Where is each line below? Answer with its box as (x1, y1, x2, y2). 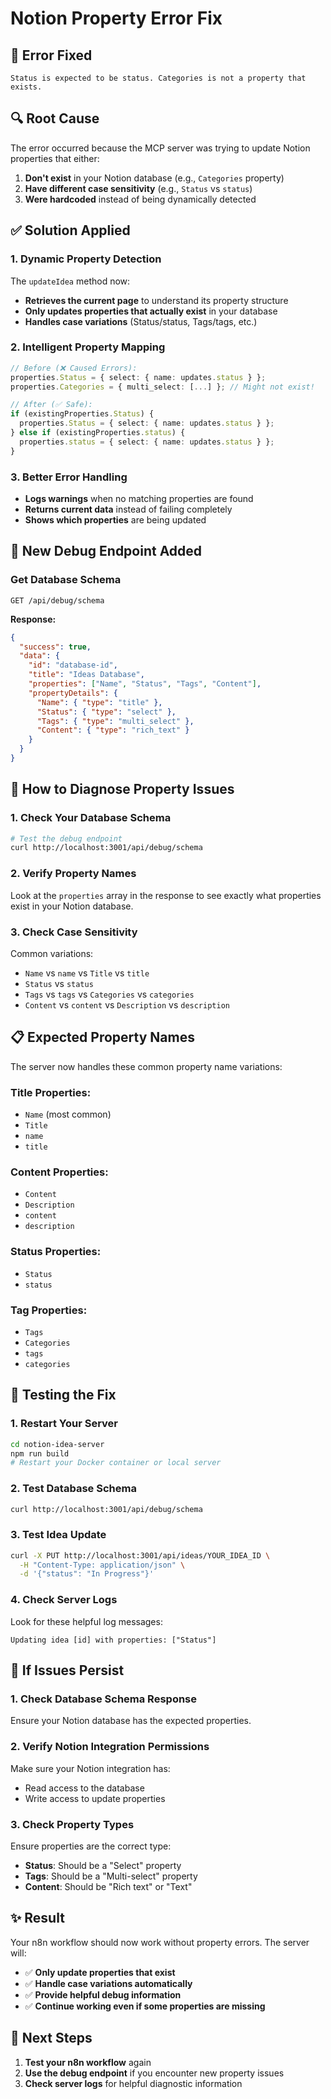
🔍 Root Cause (10, 110, 100, 127)
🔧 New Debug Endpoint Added (10, 543, 203, 560)
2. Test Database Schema (10, 1482, 137, 1496)
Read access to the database (24, 1782, 145, 1794)
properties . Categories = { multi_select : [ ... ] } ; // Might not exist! (10, 382, 315, 392)
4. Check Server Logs (10, 1593, 118, 1607)
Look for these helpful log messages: (10, 1615, 163, 1627)
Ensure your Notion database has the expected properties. (10, 1715, 252, 1727)
